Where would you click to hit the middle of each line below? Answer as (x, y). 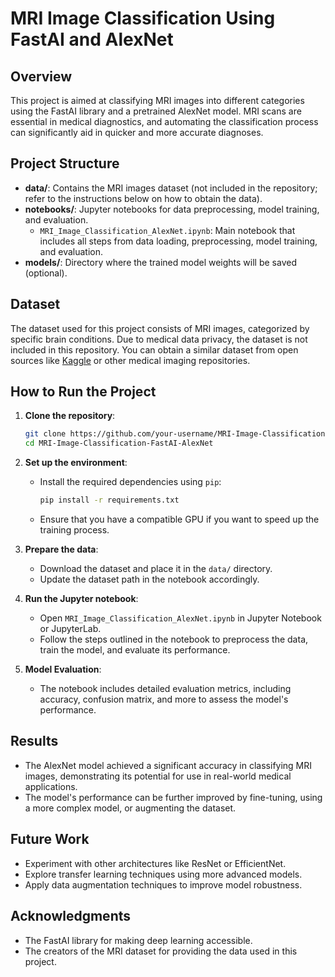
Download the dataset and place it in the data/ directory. (156, 569)
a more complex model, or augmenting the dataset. (130, 808)
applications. (51, 786)
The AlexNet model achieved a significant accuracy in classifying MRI (168, 765)
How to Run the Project (83, 392)
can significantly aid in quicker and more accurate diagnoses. (137, 132)
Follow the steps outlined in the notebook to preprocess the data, (174, 639)
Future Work (50, 839)
